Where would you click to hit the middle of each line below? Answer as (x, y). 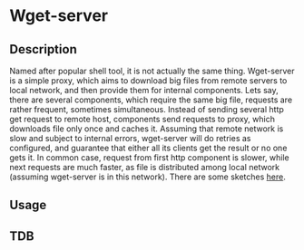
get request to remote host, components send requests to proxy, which (142, 119)
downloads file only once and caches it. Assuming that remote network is (147, 129)
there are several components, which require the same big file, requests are (151, 100)
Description (43, 49)
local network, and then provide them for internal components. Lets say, (144, 90)
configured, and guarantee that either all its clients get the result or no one (148, 148)
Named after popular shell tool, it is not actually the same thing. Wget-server (152, 71)
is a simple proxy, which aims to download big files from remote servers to (148, 81)
